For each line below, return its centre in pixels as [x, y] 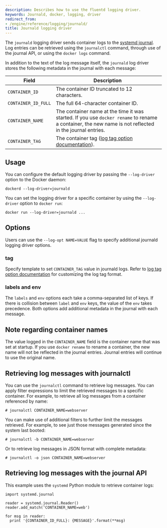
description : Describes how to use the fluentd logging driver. [73, 10]
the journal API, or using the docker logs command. [58, 53]
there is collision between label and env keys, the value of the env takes [79, 303]
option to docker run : [41, 203]
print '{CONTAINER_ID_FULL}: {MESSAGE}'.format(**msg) [68, 521]
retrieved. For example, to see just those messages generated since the [79, 425]
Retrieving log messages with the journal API [76, 473]
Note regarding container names [56, 329]
